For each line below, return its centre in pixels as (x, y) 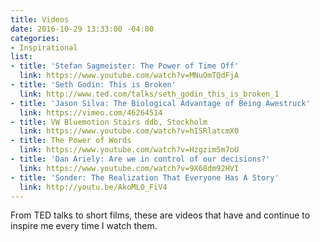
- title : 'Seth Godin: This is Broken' (93, 85)
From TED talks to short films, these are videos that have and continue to (160, 215)
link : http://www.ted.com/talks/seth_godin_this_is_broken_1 (149, 94)
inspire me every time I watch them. (84, 226)
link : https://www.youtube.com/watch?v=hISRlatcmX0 (129, 131)
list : (21, 57)
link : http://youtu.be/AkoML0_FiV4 (93, 187)
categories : (35, 38)
